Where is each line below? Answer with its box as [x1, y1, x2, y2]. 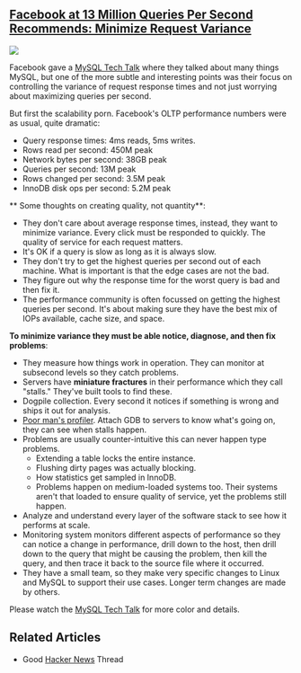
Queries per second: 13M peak [22, 164, 137, 174]
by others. [22, 586, 61, 597]
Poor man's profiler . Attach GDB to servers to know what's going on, [22, 414, 276, 425]
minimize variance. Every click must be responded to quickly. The [22, 226, 267, 237]
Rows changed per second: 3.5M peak [22, 173, 166, 183]
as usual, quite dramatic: [9, 117, 101, 128]
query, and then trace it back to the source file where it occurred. [22, 557, 265, 569]
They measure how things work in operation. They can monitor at [22, 357, 265, 367]
